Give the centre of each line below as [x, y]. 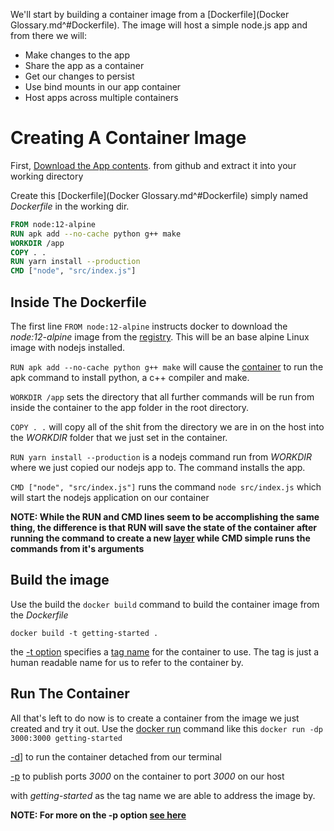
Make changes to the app [77, 55]
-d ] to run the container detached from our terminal [116, 756]
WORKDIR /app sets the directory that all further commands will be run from [162, 397]
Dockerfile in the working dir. [70, 206]
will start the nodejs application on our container [110, 497]
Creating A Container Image [128, 138]
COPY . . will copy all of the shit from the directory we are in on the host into [167, 427]
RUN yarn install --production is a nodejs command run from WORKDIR [161, 457]
